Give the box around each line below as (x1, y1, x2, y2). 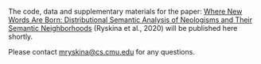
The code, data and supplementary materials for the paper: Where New (8, 7, 243, 16)
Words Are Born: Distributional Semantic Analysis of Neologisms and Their (8, 15, 253, 24)
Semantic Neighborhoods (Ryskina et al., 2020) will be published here (8, 24, 238, 32)
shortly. (8, 32, 33, 41)
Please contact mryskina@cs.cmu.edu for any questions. (8, 47, 195, 56)
